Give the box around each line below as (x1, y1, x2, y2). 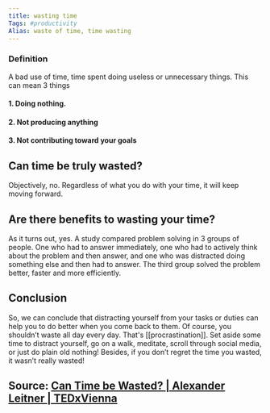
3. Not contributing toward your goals (8, 136, 137, 145)
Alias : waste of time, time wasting (8, 27, 131, 35)
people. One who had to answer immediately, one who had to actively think (8, 243, 258, 252)
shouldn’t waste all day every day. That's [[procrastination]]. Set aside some (8, 330, 262, 340)
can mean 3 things (8, 80, 70, 90)
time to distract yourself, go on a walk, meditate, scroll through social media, (8, 338, 262, 348)
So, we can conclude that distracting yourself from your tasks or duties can (8, 312, 259, 323)
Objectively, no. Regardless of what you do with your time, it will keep (8, 181, 239, 190)
